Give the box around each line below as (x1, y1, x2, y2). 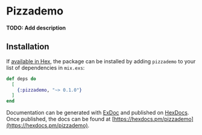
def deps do (6, 75, 36, 82)
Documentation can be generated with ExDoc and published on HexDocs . (6, 109, 189, 116)
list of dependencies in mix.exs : (6, 64, 85, 71)
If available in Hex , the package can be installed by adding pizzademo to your (6, 57, 196, 64)
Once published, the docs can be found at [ (6, 116, 115, 123)
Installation (6, 42, 49, 52)
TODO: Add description (6, 24, 66, 31)
